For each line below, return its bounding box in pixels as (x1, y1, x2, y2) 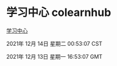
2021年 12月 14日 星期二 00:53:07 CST (6, 40, 102, 47)
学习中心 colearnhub (6, 5, 112, 20)
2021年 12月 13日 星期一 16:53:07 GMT (6, 53, 102, 60)
